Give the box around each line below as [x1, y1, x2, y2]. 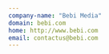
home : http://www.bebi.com [8, 26, 99, 34]
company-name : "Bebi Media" [8, 11, 103, 20]
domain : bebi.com [8, 19, 67, 27]
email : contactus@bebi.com [8, 33, 99, 42]
